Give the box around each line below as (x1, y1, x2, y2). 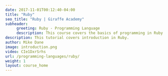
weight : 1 (5, 58, 26, 63)
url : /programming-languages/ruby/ (5, 53, 80, 59)
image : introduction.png (5, 44, 57, 49)
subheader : (5, 21, 28, 26)
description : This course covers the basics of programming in (16, 30, 152, 35)
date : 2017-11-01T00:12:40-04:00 (5, 7, 75, 12)
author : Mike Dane (5, 40, 44, 45)
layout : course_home (5, 63, 49, 68)
